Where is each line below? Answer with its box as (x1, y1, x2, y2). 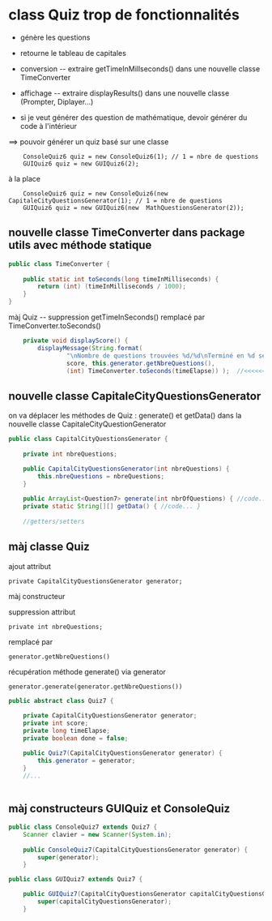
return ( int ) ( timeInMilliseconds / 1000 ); (37, 282, 186, 291)
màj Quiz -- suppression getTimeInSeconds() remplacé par (8, 312, 205, 322)
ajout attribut (8, 561, 51, 571)
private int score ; (23, 719, 89, 727)
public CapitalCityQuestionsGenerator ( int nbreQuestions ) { (23, 465, 230, 473)
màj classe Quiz (8, 540, 91, 554)
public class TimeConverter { (8, 259, 111, 268)
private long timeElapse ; (23, 727, 111, 735)
